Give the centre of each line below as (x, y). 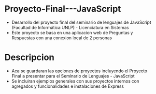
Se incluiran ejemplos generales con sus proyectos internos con (75, 81)
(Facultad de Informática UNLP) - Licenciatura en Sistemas (70, 27)
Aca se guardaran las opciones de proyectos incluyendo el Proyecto (79, 71)
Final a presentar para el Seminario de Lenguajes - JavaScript (73, 76)
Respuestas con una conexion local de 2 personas (62, 38)
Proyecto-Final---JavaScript (63, 9)
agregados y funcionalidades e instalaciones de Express (68, 86)
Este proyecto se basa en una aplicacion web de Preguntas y (72, 32)
